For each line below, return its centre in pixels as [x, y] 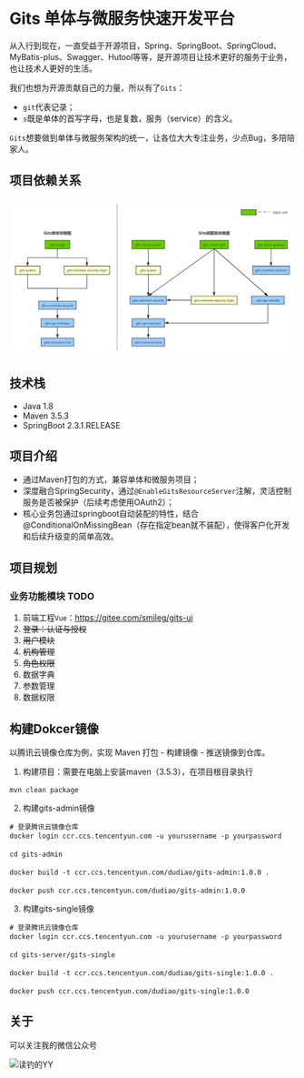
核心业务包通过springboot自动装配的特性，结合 [111, 514]
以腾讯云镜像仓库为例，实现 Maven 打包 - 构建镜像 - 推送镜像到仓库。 [140, 752]
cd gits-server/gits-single [63, 955]
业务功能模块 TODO [52, 596]
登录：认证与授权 [54, 630]
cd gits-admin [36, 854]
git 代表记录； [49, 106]
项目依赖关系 [45, 181]
